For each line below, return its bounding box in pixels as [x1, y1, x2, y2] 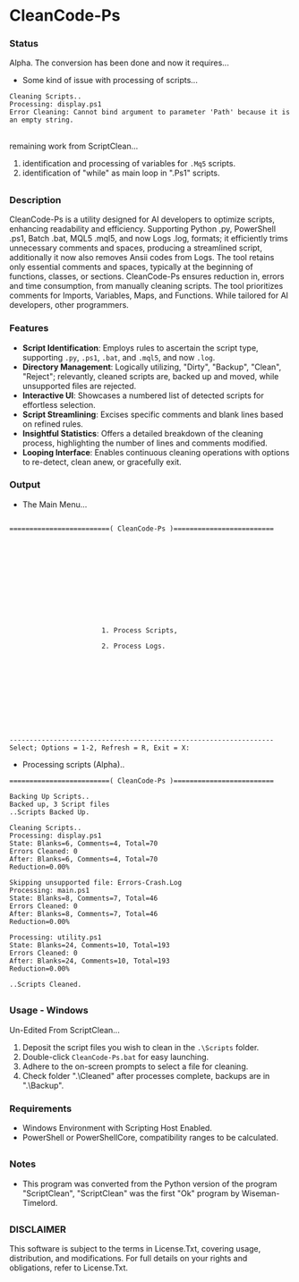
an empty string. [9, 115, 74, 125]
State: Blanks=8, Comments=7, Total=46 [9, 894, 158, 903]
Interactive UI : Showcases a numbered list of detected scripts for [21, 390, 264, 401]
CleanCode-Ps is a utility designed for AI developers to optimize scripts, [9, 214, 276, 225]
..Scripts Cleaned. [9, 980, 82, 989]
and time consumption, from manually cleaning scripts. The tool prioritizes [9, 281, 284, 292]
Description [9, 193, 62, 206]
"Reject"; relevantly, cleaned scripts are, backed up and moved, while [21, 370, 279, 381]
